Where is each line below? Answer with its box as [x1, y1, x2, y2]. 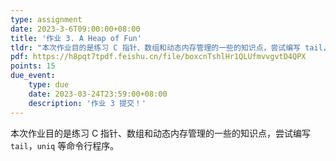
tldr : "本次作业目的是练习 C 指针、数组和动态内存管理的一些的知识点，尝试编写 [10, 42, 302, 53]
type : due [28, 80, 70, 90]
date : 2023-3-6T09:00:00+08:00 [10, 24, 141, 34]
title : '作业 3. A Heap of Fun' [10, 33, 142, 43]
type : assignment [10, 14, 83, 25]
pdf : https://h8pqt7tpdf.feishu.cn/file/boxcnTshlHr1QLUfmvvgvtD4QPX [10, 52, 307, 62]
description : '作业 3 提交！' [28, 98, 147, 108]
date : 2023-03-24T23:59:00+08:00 [28, 89, 168, 99]
